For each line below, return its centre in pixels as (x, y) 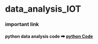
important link (22, 24)
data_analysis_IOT (43, 9)
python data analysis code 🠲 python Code (49, 36)
